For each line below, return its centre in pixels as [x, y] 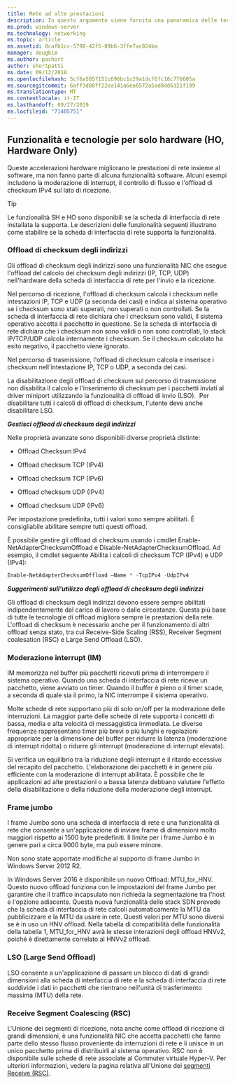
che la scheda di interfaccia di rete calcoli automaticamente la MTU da [109, 910]
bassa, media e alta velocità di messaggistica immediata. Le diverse [105, 724]
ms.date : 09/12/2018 [37, 72]
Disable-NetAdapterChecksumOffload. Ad [160, 547]
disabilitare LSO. [31, 410]
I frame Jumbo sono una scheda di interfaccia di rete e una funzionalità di [114, 823]
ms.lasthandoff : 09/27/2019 [48, 105]
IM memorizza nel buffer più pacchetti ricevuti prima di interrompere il [108, 673]
